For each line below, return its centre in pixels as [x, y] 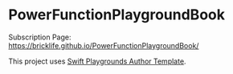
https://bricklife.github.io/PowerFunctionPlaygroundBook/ [104, 45]
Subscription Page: [40, 37]
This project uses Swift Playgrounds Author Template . [97, 61]
